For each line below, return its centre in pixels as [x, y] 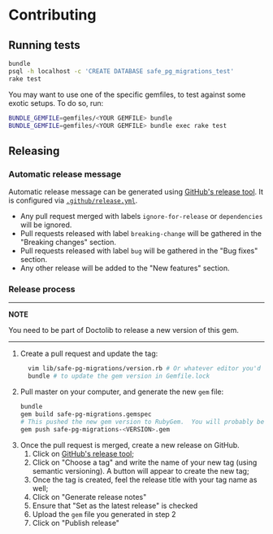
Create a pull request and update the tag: [89, 354]
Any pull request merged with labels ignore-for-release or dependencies [141, 217]
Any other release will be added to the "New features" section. [125, 268]
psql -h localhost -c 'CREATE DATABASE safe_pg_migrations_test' [121, 71]
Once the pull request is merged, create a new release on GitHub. [130, 444]
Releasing [34, 151]
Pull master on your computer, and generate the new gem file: [122, 392]
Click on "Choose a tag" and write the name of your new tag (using [145, 462]
